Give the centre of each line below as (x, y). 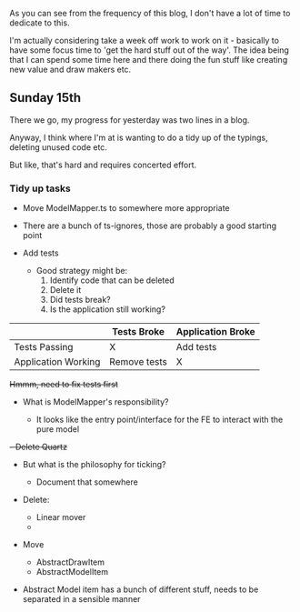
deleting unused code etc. (58, 147)
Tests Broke (139, 332)
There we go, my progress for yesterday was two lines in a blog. (130, 120)
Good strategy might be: (82, 271)
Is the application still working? (108, 309)
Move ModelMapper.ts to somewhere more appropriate (126, 208)
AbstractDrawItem (70, 562)
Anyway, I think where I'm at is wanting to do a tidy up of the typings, (139, 137)
